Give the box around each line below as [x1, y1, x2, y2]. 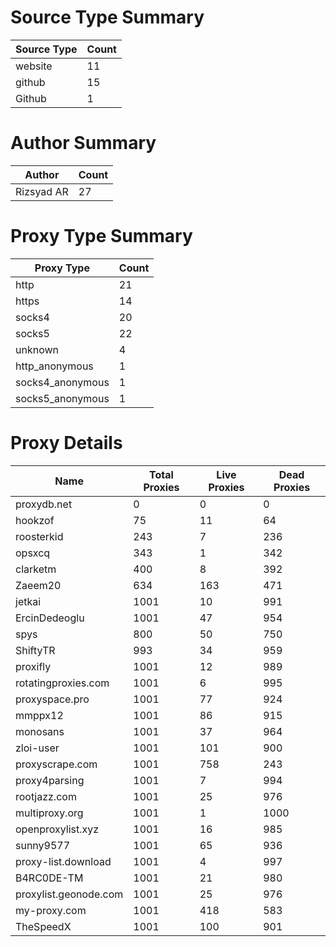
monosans [15, 724, 65, 738]
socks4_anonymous [15, 375, 110, 389]
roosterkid [15, 529, 64, 543]
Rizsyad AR [15, 184, 69, 198]
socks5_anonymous [15, 391, 110, 405]
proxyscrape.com [15, 757, 98, 771]
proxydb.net [15, 497, 73, 511]
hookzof [15, 513, 55, 527]
